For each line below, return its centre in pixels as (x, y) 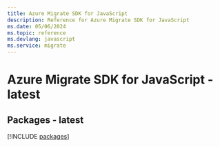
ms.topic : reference (37, 33)
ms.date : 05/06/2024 (37, 26)
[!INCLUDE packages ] (38, 136)
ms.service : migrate (37, 46)
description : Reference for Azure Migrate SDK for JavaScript (98, 20)
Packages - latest (46, 120)
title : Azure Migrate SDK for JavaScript (68, 13)
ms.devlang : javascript (41, 39)
